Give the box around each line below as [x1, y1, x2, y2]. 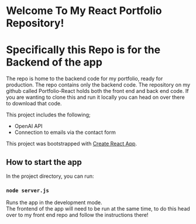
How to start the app [6, 157, 82, 167]
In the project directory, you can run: [6, 173, 94, 180]
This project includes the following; [6, 111, 91, 118]
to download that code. [6, 100, 62, 107]
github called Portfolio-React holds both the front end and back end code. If [6, 88, 189, 95]
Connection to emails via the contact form [14, 129, 116, 136]
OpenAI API [14, 123, 43, 130]
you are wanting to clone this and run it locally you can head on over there [6, 94, 185, 101]
